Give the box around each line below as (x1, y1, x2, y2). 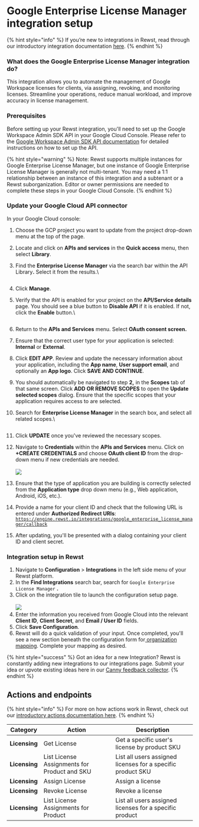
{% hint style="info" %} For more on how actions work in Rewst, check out (6, 705, 188, 712)
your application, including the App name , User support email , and (15, 361, 180, 368)
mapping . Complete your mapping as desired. (15, 643, 127, 650)
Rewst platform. (15, 572, 54, 580)
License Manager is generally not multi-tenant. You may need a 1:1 (6, 168, 168, 175)
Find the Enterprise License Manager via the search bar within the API (15, 262, 188, 269)
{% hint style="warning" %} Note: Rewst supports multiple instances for (6, 155, 182, 163)
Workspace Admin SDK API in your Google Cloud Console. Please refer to (6, 131, 187, 138)
